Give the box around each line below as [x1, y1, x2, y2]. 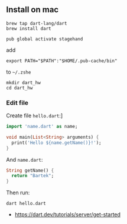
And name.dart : [6, 156, 43, 163]
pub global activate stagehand [6, 36, 83, 42]
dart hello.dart [6, 201, 46, 207]
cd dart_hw [6, 85, 33, 91]
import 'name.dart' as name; [6, 124, 78, 130]
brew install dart [6, 25, 51, 31]
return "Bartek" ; [11, 173, 54, 179]
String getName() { [6, 167, 54, 174]
